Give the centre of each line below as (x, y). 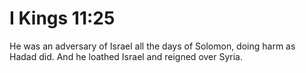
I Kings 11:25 (62, 18)
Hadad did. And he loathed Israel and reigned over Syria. (126, 56)
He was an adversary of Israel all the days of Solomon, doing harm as (152, 46)
